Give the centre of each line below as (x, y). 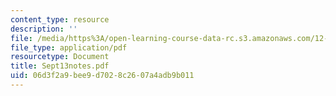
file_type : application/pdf (69, 47)
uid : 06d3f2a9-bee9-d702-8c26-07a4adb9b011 (102, 76)
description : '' (44, 29)
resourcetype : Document (60, 57)
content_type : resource (60, 19)
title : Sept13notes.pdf (60, 66)
